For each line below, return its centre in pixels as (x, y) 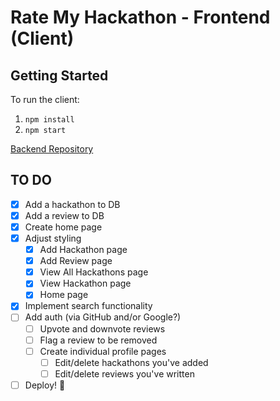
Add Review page (76, 261)
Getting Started (59, 75)
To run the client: (45, 99)
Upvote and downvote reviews (102, 328)
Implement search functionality (88, 306)
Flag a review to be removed (98, 340)
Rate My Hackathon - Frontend (140, 17)
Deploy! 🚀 (45, 385)
